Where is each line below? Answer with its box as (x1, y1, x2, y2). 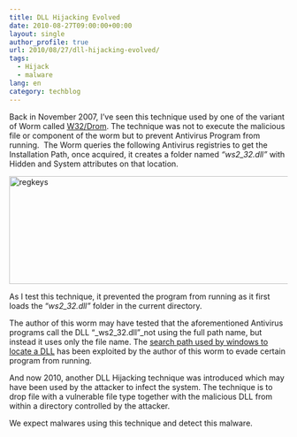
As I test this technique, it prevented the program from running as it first (9, 291, 270, 302)
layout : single (9, 29, 65, 38)
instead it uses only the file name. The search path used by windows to (9, 336, 269, 347)
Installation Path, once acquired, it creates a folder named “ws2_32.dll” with (9, 149, 286, 159)
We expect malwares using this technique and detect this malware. (9, 418, 254, 428)
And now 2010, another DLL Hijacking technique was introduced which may (9, 372, 285, 383)
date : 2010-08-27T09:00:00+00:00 (9, 21, 133, 30)
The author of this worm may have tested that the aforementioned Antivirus (9, 318, 284, 328)
